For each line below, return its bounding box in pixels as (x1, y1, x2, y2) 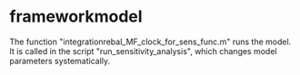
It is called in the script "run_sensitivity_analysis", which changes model (9, 45, 277, 56)
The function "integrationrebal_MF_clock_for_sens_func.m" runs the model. (9, 36, 292, 47)
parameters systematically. (9, 55, 111, 66)
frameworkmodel (9, 6, 143, 27)
